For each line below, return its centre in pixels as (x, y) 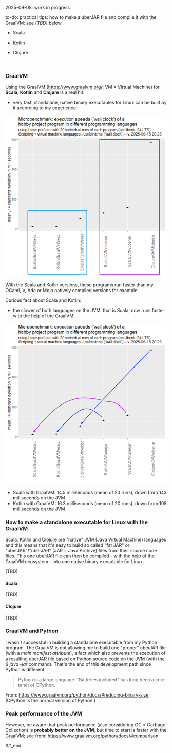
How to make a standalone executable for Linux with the (77, 522)
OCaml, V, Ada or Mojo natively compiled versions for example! (72, 290)
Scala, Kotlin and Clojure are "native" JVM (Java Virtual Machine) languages (86, 540)
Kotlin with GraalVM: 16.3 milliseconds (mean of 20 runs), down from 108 (90, 503)
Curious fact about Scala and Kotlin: (43, 300)
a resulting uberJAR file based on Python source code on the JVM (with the (85, 659)
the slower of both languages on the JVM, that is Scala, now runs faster (88, 310)
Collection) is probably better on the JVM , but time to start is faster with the (86, 730)
